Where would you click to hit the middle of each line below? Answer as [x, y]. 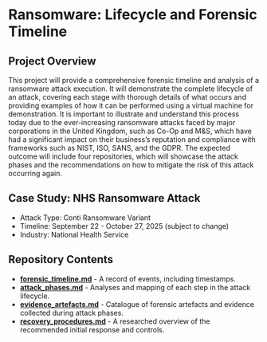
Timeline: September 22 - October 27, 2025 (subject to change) [124, 226]
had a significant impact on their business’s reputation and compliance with [132, 140]
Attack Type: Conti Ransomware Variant [85, 218]
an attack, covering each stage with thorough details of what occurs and [128, 97]
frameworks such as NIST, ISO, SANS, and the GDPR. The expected [120, 148]
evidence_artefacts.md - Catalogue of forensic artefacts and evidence [137, 304]
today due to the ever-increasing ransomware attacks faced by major [122, 122]
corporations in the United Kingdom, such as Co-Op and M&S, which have [130, 131]
